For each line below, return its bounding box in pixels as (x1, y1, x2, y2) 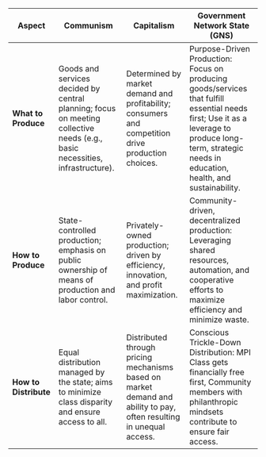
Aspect (17, 20, 46, 31)
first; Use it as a (188, 113, 248, 124)
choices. (126, 158, 158, 168)
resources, (188, 255, 230, 265)
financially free (188, 367, 245, 378)
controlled (58, 225, 97, 236)
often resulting (126, 412, 180, 422)
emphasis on (58, 245, 107, 255)
